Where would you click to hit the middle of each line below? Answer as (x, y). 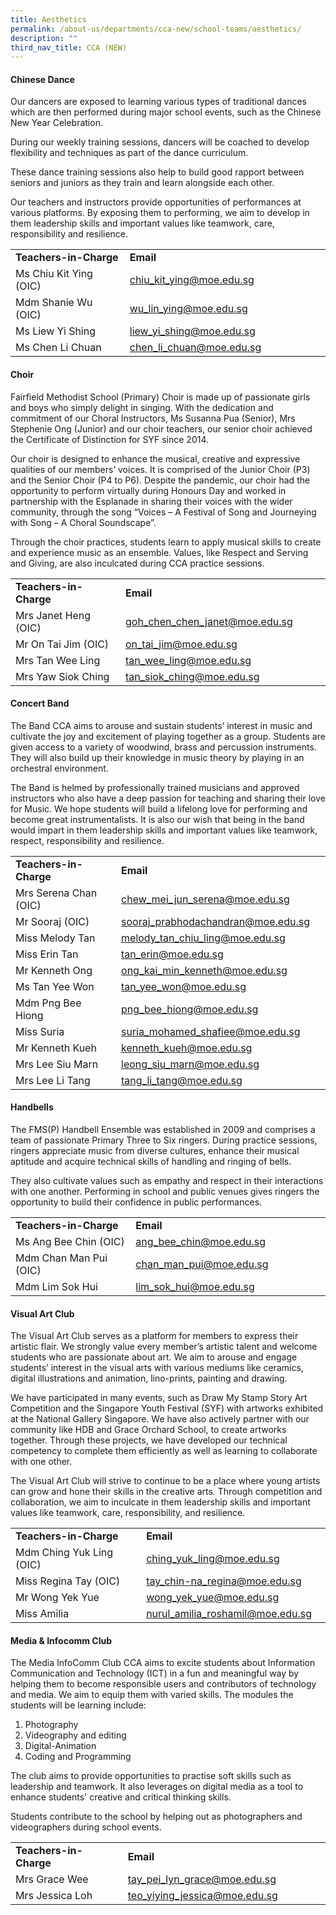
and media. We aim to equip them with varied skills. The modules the (152, 1695)
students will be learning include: (78, 1705)
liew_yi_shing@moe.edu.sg (192, 331)
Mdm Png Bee (48, 1003)
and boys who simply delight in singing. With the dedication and (142, 407)
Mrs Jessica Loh (54, 1896)
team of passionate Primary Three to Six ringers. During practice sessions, (164, 1140)
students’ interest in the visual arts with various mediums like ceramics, (157, 1368)
